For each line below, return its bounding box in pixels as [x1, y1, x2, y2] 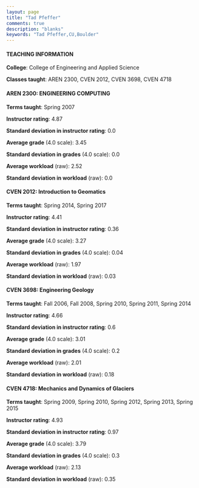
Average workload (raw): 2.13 [6, 464, 81, 471]
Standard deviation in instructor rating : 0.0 [6, 127, 116, 134]
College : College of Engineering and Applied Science [6, 64, 140, 71]
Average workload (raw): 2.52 [6, 162, 83, 169]
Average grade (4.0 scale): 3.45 [6, 138, 87, 146]
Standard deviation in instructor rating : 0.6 [6, 324, 116, 331]
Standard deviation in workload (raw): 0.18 [6, 370, 115, 378]
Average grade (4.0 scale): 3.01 [6, 335, 86, 342]
